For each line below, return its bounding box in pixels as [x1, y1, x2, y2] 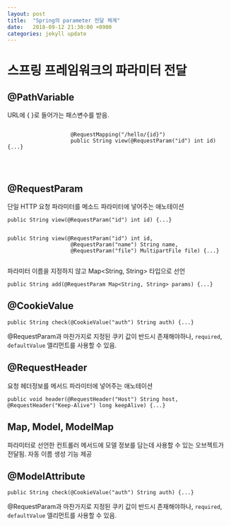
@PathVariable [7, 91, 75, 103]
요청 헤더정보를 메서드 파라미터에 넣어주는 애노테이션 [7, 381, 153, 390]
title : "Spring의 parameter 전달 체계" [7, 17, 121, 24]
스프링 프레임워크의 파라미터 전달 [7, 63, 187, 78]
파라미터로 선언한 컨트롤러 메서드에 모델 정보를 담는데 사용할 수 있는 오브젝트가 [7, 440, 225, 449]
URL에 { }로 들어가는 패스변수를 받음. [7, 111, 109, 119]
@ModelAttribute [7, 470, 86, 482]
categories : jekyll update [7, 30, 87, 37]
